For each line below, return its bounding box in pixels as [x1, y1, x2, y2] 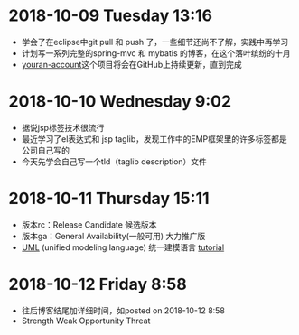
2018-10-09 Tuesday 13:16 [8, 5, 213, 26]
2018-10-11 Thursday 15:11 [8, 189, 210, 209]
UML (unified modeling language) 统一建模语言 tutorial [21, 241, 225, 253]
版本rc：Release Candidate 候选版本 [21, 219, 157, 230]
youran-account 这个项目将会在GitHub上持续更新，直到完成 [21, 59, 242, 70]
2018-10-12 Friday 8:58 [8, 275, 187, 294]
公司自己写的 [21, 144, 70, 155]
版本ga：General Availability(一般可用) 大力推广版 [21, 230, 206, 241]
